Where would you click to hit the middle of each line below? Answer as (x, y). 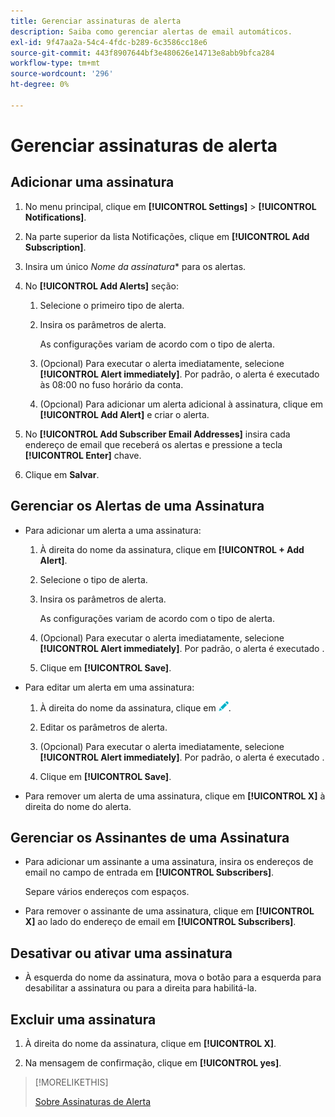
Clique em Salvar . (62, 474)
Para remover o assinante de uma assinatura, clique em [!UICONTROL (169, 911)
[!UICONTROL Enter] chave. (83, 455)
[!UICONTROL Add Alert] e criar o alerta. (124, 414)
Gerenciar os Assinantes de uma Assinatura (150, 837)
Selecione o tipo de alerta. (93, 579)
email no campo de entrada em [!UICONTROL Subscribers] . (149, 872)
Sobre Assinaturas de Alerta (93, 1101)
